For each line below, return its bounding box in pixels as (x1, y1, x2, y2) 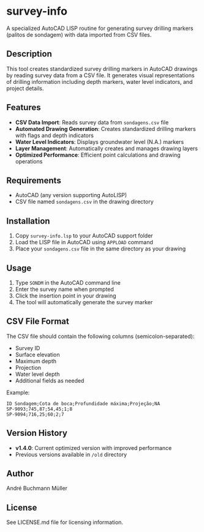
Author (6, 468, 34, 479)
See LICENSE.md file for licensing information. (6, 519, 124, 526)
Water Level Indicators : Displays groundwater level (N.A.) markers (15, 138, 184, 145)
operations (15, 157, 43, 165)
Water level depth (15, 370, 60, 378)
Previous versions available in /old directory (15, 451, 127, 458)
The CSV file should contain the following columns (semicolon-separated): (6, 332, 195, 340)
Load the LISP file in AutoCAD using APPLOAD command (15, 239, 153, 246)
